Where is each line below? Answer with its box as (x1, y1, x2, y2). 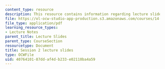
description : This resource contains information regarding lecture (5, 12, 148, 17)
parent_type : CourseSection (5, 39, 63, 44)
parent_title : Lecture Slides (5, 34, 67, 39)
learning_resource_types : (5, 25, 58, 30)
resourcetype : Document (5, 43, 54, 48)
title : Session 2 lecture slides (5, 48, 74, 52)
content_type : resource (5, 7, 54, 12)
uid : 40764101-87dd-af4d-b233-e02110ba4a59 (5, 57, 96, 62)
